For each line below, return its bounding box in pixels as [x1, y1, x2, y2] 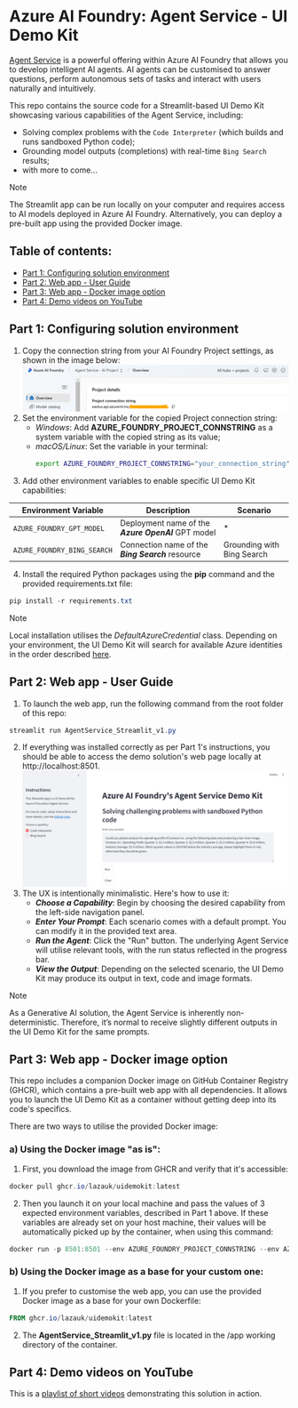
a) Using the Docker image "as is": [9, 1143, 161, 1155]
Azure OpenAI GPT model [119, 527, 216, 538]
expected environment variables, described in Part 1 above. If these [21, 1207, 269, 1218]
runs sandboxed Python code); [21, 136, 136, 147]
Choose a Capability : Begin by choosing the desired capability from [35, 897, 286, 908]
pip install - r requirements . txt [9, 596, 133, 606]
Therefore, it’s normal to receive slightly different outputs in [60, 1017, 278, 1027]
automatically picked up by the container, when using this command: [21, 1226, 273, 1237]
